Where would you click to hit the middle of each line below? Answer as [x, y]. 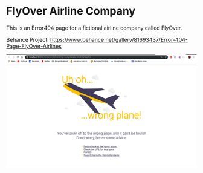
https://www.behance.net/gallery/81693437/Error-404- [119, 39]
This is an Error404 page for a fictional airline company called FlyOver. [94, 28]
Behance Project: [28, 39]
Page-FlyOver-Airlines [34, 46]
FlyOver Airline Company [71, 11]
